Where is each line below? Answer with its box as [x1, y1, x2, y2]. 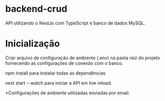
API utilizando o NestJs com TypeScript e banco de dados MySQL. [5, 20, 146, 26]
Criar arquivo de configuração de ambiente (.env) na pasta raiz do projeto [5, 55, 160, 61]
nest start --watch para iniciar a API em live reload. [5, 80, 112, 86]
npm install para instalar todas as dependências [5, 70, 106, 76]
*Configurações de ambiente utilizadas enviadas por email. [5, 90, 130, 96]
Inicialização [5, 38, 60, 49]
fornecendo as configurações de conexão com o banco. [5, 60, 123, 66]
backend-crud [5, 3, 68, 15]
